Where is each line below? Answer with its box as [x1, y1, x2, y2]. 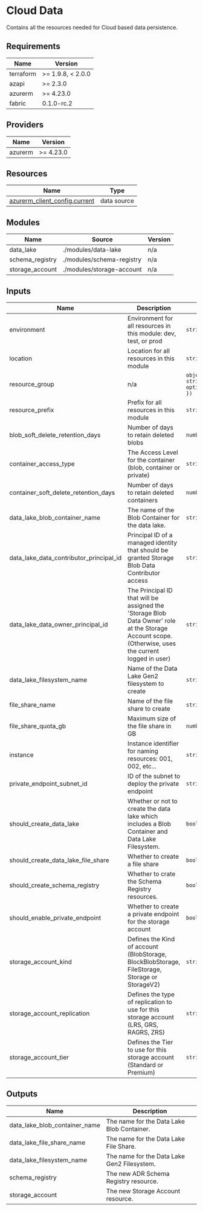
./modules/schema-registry [62, 255, 142, 264]
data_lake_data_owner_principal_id [9, 620, 108, 628]
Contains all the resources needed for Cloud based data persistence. [6, 24, 178, 31]
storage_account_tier [9, 1053, 69, 1061]
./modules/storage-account [62, 265, 142, 273]
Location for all [127, 347, 170, 355]
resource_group [9, 380, 54, 388]
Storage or [127, 973, 158, 981]
